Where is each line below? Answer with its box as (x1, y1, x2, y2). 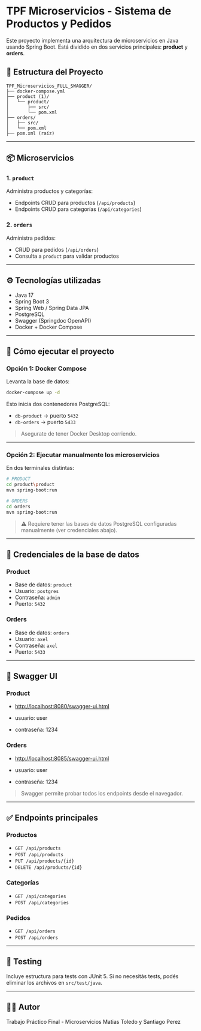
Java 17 (14, 291, 34, 299)
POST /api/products (14, 852, 64, 858)
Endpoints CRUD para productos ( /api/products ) (14, 199, 136, 207)
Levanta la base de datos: (6, 378, 70, 385)
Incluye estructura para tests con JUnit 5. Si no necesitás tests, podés (6, 972, 179, 980)
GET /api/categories (14, 893, 66, 899)
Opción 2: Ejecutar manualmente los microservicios (6, 451, 160, 459)
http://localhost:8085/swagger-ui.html (14, 755, 109, 762)
